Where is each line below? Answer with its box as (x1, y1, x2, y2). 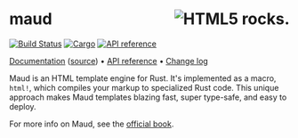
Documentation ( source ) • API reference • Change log (9, 55, 209, 66)
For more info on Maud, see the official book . (9, 118, 174, 129)
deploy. (9, 101, 37, 111)
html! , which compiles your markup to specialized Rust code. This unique (9, 82, 279, 93)
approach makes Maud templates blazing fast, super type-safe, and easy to (9, 92, 287, 102)
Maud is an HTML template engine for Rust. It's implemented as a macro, (9, 72, 277, 84)
